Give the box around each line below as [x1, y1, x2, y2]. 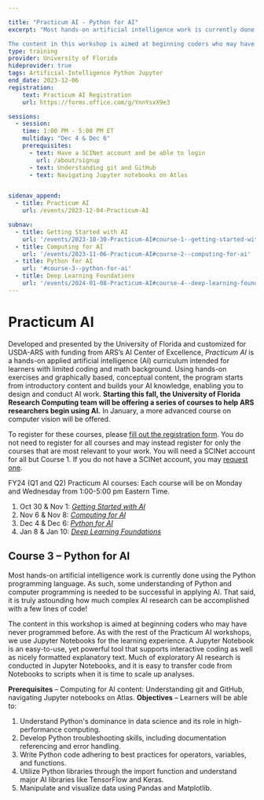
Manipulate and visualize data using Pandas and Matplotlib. [19, 783, 212, 792]
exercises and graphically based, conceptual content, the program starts [8, 372, 244, 382]
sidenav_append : [8, 192, 61, 200]
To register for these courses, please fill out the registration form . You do [8, 429, 244, 439]
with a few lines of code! [8, 604, 88, 613]
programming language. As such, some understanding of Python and [8, 578, 232, 588]
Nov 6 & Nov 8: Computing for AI [19, 510, 126, 519]
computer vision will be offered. [8, 414, 111, 424]
